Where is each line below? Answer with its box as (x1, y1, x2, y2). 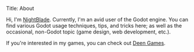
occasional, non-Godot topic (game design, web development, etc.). (6, 28, 171, 35)
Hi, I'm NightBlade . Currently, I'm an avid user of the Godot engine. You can (6, 16, 189, 23)
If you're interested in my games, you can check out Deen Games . (6, 40, 166, 46)
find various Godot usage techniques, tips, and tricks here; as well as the (6, 23, 182, 29)
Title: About (6, 5, 35, 12)
